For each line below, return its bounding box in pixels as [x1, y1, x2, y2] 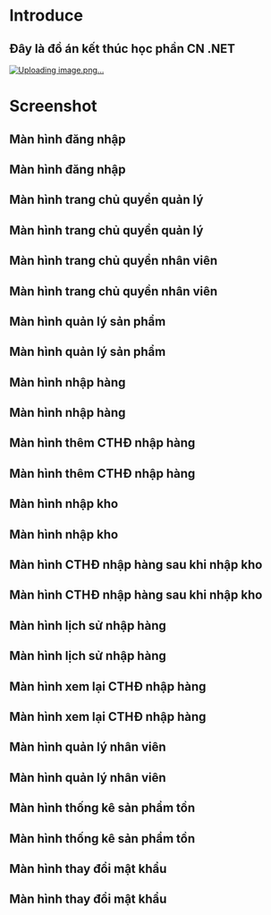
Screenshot [9, 96, 97, 116]
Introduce [9, 5, 83, 26]
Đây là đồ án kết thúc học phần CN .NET [9, 41, 235, 56]
